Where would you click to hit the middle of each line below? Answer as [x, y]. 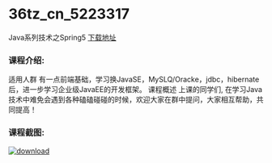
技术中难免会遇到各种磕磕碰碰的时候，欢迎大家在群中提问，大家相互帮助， [132, 100]
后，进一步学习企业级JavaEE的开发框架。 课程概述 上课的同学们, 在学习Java [136, 90]
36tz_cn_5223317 [69, 14]
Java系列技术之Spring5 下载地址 [62, 37]
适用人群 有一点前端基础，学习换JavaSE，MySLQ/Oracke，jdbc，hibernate [134, 79]
